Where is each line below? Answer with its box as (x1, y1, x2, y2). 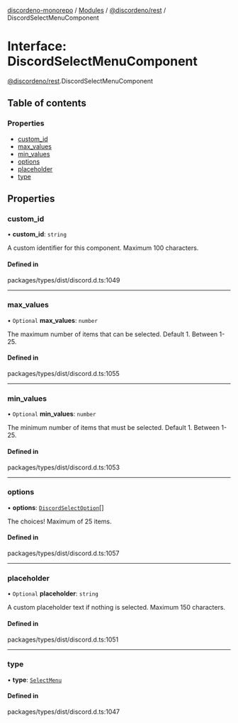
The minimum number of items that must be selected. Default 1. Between (7, 423, 220, 432)
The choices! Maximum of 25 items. (7, 517, 112, 525)
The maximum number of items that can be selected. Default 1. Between (7, 329, 218, 338)
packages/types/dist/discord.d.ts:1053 (7, 463, 120, 472)
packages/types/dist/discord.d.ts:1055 (7, 370, 120, 378)
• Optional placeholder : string (7, 589, 99, 598)
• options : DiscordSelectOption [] (7, 503, 104, 512)
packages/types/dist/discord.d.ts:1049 (7, 275, 120, 284)
